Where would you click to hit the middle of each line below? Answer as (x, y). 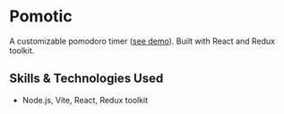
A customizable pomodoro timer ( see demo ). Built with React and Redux (142, 41)
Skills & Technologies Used (86, 79)
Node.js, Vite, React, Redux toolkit (85, 100)
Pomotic (41, 16)
